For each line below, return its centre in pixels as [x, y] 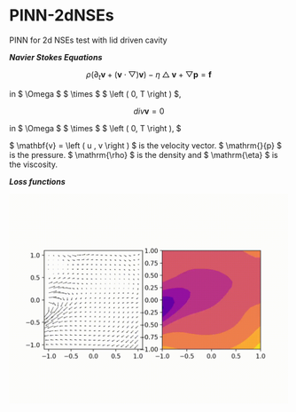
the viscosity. [33, 164]
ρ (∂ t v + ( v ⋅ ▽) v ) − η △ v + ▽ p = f [149, 75]
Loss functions [37, 181]
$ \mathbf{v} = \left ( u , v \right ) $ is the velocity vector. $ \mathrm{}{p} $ [145, 145]
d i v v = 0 [149, 111]
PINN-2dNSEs [62, 16]
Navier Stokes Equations [56, 57]
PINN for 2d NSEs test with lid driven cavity [88, 40]
